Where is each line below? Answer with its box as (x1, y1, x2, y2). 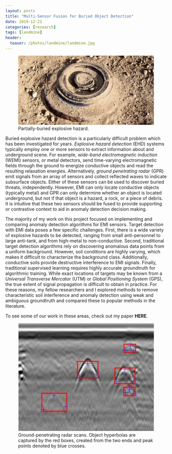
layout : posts (5, 8, 36, 13)
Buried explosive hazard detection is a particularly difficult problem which (5, 135, 161, 141)
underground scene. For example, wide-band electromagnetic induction (5, 152, 158, 158)
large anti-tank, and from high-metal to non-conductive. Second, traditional (5, 237, 164, 244)
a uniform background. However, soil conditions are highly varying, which (5, 248, 160, 254)
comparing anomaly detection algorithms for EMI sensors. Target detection (5, 221, 164, 227)
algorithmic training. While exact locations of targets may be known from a (5, 270, 163, 276)
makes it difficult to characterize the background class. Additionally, (5, 254, 148, 260)
